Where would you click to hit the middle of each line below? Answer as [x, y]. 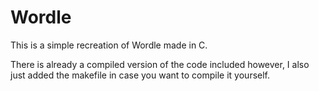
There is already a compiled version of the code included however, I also [160, 64]
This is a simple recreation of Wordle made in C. [109, 45]
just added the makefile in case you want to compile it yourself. [140, 75]
